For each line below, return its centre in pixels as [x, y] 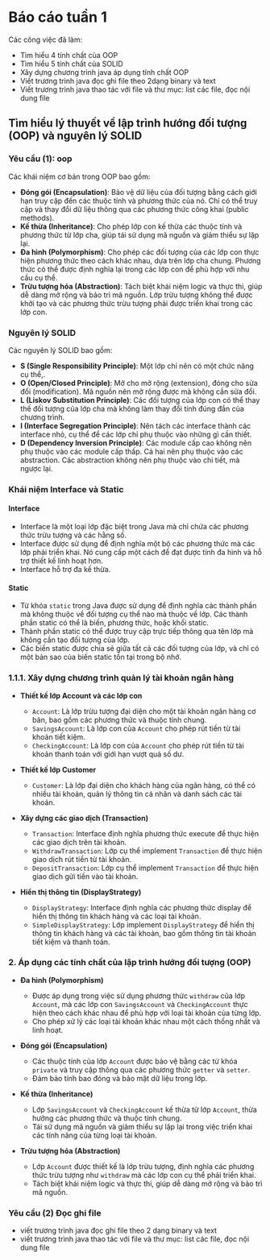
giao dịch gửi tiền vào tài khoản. [85, 876]
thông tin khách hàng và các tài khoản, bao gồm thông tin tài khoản [144, 933]
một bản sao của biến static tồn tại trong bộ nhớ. [101, 657]
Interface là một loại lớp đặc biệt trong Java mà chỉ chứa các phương [134, 527]
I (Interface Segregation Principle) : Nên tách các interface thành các [135, 425]
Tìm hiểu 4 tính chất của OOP [69, 55]
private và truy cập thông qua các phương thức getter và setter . [141, 1069]
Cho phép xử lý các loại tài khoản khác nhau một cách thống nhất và [146, 1021]
